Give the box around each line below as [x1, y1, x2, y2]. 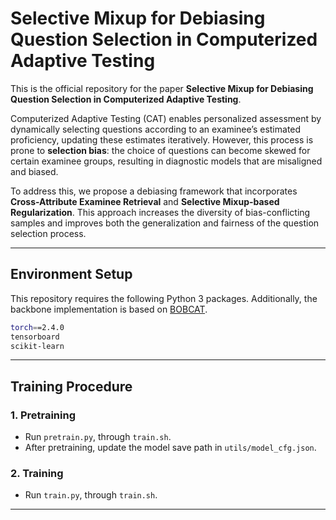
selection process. [10, 227, 87, 239]
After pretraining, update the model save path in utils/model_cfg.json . [24, 442, 317, 454]
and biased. [10, 165, 59, 177]
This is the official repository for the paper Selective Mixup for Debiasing [10, 82, 314, 94]
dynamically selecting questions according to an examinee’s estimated [10, 123, 302, 135]
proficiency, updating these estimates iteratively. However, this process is [10, 133, 314, 146]
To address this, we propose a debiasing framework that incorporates [10, 185, 298, 197]
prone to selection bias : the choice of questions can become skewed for [10, 144, 311, 156]
